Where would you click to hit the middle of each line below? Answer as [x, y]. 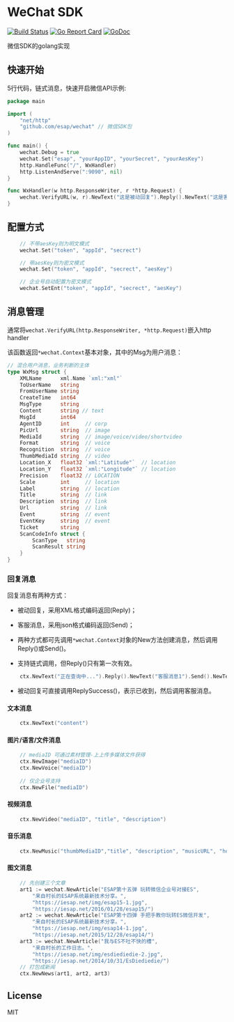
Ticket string [49, 527]
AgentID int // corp [64, 424]
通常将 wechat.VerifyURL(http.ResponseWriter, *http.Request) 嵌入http [109, 330]
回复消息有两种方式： [38, 595]
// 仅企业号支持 [40, 781]
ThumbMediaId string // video [65, 456]
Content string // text [62, 411]
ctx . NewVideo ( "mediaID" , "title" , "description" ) [93, 819]
